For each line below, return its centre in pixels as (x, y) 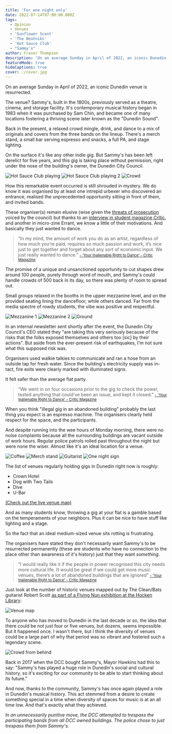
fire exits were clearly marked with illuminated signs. (71, 369)
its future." (16, 678)
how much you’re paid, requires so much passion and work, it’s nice (90, 244)
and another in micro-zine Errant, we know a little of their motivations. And (84, 223)
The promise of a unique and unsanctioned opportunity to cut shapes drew (85, 269)
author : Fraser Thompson (32, 53)
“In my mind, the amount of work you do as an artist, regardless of (88, 238)
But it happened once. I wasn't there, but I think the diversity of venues (80, 631)
